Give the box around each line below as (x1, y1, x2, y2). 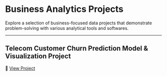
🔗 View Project (5, 65, 35, 71)
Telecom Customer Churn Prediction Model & (5, 44, 148, 53)
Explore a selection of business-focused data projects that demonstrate (5, 20, 153, 26)
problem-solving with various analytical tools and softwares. (5, 25, 129, 31)
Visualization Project (5, 52, 71, 61)
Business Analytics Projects (5, 3, 124, 15)
